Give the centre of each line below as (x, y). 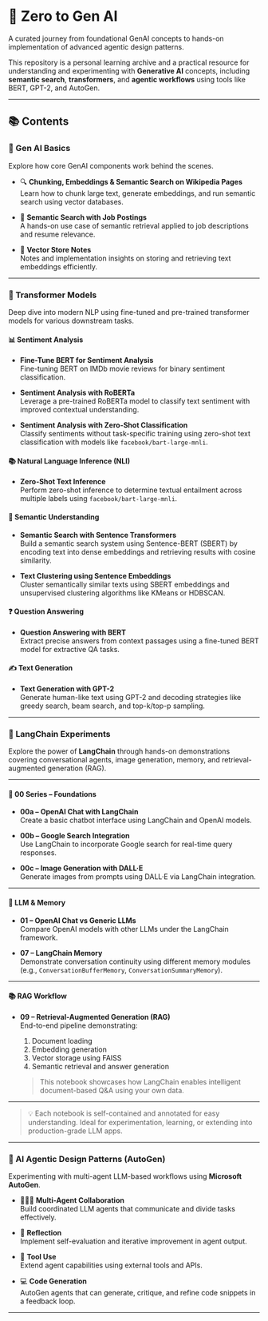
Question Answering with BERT (73, 632)
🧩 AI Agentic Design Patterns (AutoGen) (87, 1159)
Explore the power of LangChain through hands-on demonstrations (119, 751)
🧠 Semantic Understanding (54, 517)
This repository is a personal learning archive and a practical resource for (129, 62)
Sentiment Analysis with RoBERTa (77, 393)
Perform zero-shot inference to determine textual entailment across (131, 490)
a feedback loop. (47, 1301)
